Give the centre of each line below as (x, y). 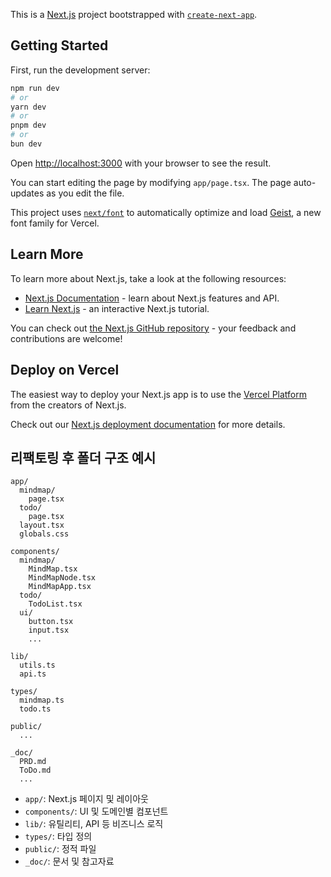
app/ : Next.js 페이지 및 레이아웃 (86, 799)
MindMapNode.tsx (62, 578)
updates (27, 193)
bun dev (26, 144)
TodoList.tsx (55, 604)
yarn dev (28, 107)
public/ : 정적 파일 (60, 849)
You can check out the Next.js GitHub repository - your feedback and (153, 328)
